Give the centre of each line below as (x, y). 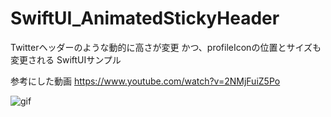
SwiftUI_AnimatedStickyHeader (145, 18)
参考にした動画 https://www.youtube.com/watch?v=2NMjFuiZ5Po (145, 81)
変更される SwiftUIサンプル (66, 59)
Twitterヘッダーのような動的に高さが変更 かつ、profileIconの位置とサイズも (166, 47)
